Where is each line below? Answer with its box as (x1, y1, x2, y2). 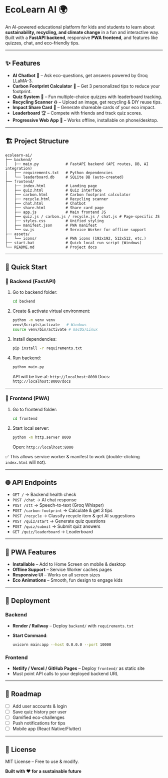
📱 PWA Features (5, 548, 56, 556)
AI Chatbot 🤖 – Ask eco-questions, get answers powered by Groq (12, 72, 148, 78)
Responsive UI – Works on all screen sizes (12, 572, 100, 578)
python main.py (12, 364, 44, 369)
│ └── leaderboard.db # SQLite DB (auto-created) (5, 175, 124, 180)
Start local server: (12, 425, 49, 431)
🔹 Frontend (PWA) (5, 395, 50, 402)
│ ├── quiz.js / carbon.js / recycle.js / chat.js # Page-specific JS (5, 214, 160, 219)
